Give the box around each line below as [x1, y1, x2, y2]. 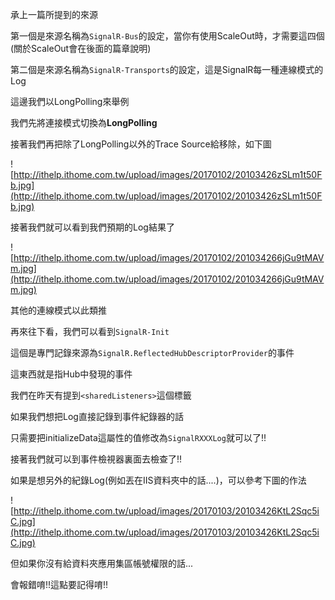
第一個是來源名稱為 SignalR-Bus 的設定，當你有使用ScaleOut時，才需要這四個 [10, 30, 325, 42]
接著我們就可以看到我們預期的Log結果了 [10, 221, 175, 233]
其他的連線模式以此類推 [10, 304, 107, 316]
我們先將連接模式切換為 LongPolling [10, 117, 158, 128]
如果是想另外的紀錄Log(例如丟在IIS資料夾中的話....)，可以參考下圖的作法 [10, 474, 307, 486]
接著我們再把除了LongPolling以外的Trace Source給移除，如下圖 [10, 138, 272, 150]
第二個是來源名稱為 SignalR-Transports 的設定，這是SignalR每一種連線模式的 [10, 64, 324, 75]
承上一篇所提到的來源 [10, 9, 98, 20]
